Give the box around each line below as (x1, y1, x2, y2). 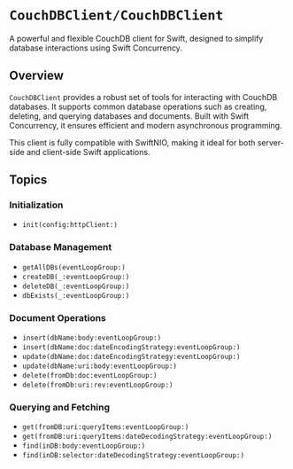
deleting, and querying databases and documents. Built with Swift (9, 110, 250, 121)
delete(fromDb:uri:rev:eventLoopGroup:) (21, 380, 173, 390)
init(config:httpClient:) (21, 221, 118, 230)
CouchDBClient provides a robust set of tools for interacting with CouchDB (9, 91, 278, 102)
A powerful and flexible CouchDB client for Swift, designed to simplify (9, 33, 264, 43)
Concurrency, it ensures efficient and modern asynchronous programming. (9, 120, 282, 130)
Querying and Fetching (9, 401, 111, 413)
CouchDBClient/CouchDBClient (9, 7, 224, 24)
